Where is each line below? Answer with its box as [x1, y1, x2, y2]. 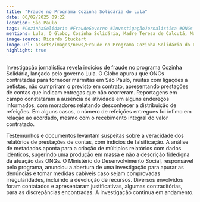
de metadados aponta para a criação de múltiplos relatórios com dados [6, 144, 182, 151]
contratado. [6, 120, 35, 128]
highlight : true [6, 48, 46, 53]
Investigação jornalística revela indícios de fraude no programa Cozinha [6, 64, 183, 71]
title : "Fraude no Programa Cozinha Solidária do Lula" [6, 8, 148, 15]
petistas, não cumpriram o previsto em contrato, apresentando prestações [6, 83, 189, 90]
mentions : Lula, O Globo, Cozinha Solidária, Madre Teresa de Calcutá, [6, 31, 187, 37]
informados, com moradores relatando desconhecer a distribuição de [6, 102, 177, 109]
